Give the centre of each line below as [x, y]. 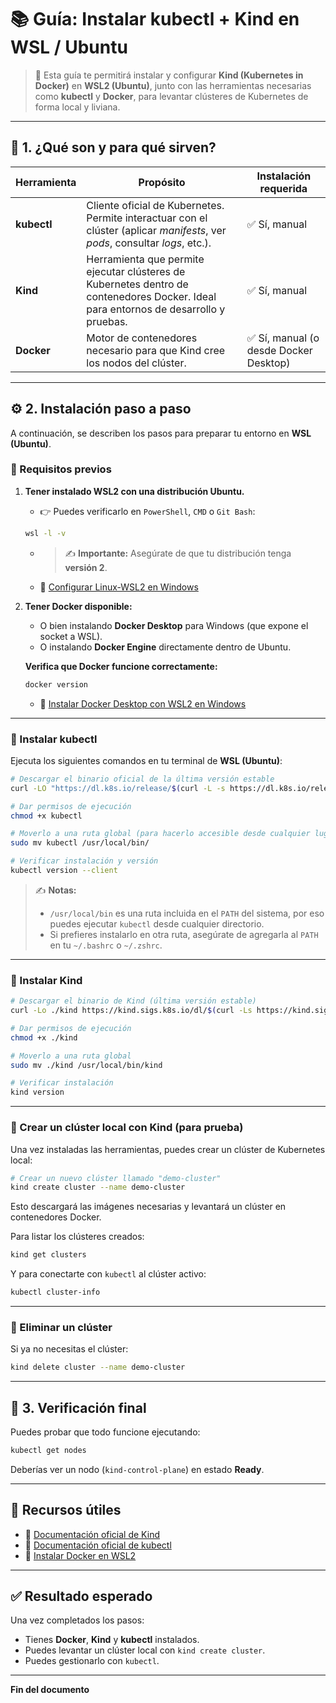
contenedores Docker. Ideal [151, 296]
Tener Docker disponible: [78, 606]
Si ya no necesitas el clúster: [69, 1349]
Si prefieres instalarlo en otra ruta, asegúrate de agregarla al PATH [184, 934]
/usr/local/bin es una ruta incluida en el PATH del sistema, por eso [187, 913]
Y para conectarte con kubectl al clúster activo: [108, 1274]
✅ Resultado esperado [81, 1596]
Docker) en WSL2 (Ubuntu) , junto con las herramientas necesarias [173, 85]
